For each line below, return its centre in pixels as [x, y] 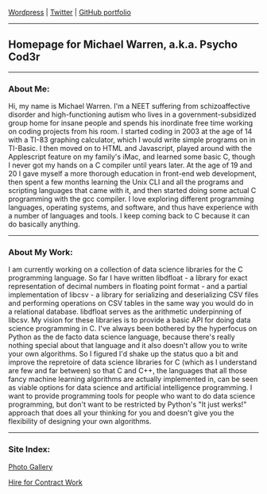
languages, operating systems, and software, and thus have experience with [133, 207]
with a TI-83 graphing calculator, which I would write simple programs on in [132, 140]
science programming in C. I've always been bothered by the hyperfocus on [133, 329]
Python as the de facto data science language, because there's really [122, 337]
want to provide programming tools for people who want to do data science [132, 396]
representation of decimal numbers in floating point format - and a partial [128, 287]
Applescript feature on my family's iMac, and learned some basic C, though [132, 157]
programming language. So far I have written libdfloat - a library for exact [128, 278]
